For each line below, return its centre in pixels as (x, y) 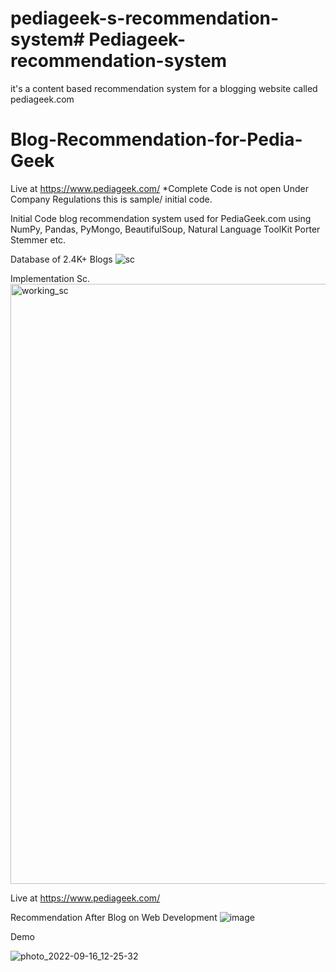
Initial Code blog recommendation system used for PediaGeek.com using (161, 218)
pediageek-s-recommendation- (145, 18)
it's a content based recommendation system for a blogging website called (164, 88)
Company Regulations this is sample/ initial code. (111, 199)
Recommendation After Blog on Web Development (114, 917)
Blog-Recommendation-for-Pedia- (156, 139)
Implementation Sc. (50, 278)
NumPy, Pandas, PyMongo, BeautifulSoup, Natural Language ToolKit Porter (165, 229)
